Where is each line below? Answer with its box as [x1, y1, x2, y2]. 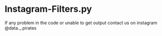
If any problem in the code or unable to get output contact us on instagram [4, 20, 158, 26]
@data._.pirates [4, 25, 37, 31]
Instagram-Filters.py [4, 3, 92, 15]
